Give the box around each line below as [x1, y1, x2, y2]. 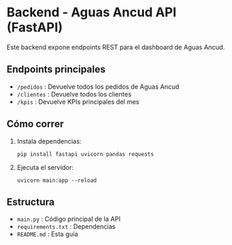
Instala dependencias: [16, 136, 82, 146]
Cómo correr [6, 118, 65, 130]
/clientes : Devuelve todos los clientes [16, 89, 132, 98]
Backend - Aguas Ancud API [6, 4, 177, 21]
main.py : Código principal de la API [16, 214, 121, 224]
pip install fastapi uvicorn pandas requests [16, 151, 154, 158]
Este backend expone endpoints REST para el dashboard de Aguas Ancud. [6, 43, 225, 51]
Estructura [6, 196, 55, 208]
